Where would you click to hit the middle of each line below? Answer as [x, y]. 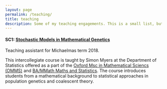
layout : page [19, 10]
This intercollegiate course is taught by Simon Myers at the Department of [81, 60]
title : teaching [22, 19]
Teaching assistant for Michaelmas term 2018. [52, 51]
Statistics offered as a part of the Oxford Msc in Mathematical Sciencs [77, 66]
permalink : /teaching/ [29, 14]
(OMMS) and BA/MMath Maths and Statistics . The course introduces [76, 71]
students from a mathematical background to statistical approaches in [77, 76]
